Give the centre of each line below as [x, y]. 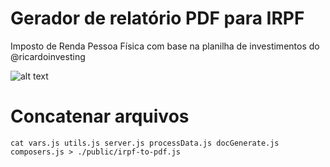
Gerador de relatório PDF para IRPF [157, 18]
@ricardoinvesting [48, 56]
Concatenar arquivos [100, 116]
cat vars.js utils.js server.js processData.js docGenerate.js [145, 143]
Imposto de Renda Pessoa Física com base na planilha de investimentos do [165, 46]
